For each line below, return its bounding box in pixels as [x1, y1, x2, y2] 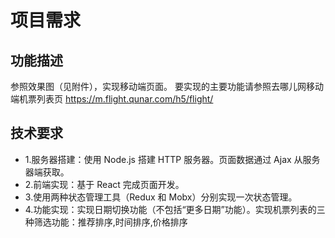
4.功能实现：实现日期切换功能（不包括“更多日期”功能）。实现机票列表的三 [24, 203, 326, 215]
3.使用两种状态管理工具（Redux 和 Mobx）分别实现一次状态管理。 [24, 191, 298, 203]
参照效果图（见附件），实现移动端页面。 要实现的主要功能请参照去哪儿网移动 [10, 81, 324, 92]
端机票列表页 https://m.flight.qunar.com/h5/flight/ [10, 93, 214, 105]
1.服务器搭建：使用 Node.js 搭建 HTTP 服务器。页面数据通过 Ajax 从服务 [24, 153, 321, 165]
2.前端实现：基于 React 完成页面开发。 [24, 178, 185, 190]
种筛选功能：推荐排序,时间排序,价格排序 [24, 216, 188, 228]
